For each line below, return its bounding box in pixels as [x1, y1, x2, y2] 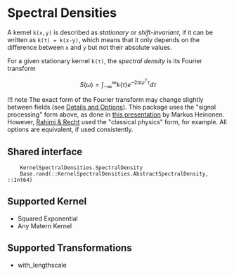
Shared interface [7, 145, 83, 157]
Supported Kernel [7, 195, 87, 208]
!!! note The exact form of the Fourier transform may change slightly [7, 96, 204, 104]
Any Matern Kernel [17, 221, 72, 230]
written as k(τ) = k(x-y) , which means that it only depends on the [7, 35, 200, 44]
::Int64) [7, 177, 33, 184]
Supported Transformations [7, 242, 132, 254]
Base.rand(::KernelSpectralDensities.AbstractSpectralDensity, [20, 171, 209, 178]
